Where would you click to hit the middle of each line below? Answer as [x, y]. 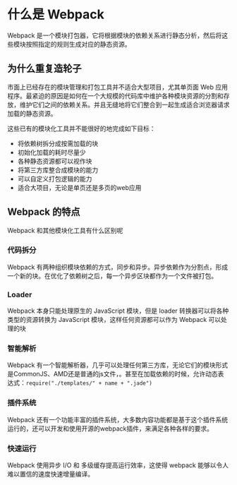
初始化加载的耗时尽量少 [51, 152]
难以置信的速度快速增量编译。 [50, 474]
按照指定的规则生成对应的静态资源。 [78, 44]
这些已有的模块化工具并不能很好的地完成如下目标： [81, 128]
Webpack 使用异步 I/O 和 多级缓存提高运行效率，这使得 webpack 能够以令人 [118, 465]
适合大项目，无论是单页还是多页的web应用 [79, 187]
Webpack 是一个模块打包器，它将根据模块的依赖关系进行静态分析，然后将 [115, 35]
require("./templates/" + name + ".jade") [89, 383]
